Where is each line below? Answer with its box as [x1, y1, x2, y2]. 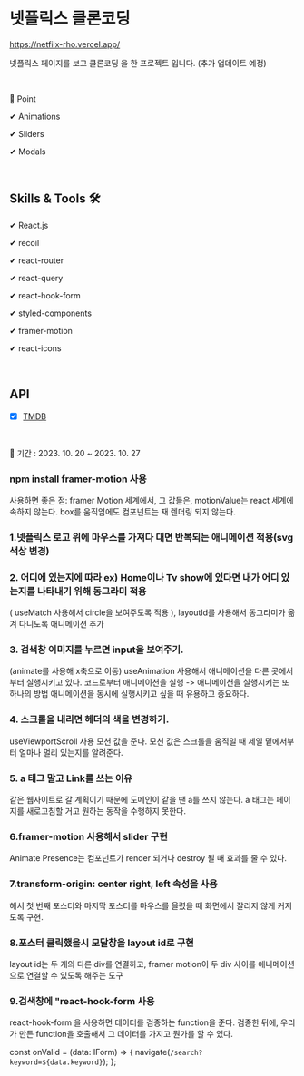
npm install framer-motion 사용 [9, 473, 147, 485]
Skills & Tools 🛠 [9, 191, 102, 207]
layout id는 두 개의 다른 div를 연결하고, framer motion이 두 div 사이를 [9, 958, 257, 969]
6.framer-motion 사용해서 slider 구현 [9, 830, 168, 843]
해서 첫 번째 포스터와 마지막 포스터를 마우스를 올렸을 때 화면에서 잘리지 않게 [9, 900, 276, 911]
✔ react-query [9, 272, 64, 283]
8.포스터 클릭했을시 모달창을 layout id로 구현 [9, 936, 195, 949]
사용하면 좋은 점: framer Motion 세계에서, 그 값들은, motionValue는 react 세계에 [9, 494, 294, 505]
